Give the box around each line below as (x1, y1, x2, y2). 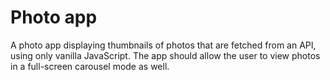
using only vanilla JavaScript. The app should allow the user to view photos (10, 49, 321, 61)
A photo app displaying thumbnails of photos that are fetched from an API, (10, 39, 317, 51)
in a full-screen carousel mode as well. (10, 60, 170, 72)
